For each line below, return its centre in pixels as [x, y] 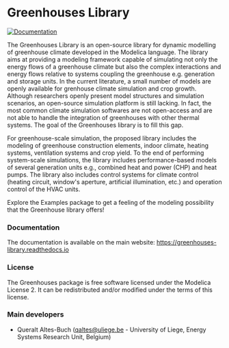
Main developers [36, 314]
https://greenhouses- [186, 243]
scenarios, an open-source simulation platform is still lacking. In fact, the [109, 103]
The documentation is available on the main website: [81, 243]
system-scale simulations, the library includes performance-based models [112, 160]
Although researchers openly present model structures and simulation [106, 96]
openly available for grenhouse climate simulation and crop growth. [102, 88]
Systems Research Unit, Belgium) [64, 336]
